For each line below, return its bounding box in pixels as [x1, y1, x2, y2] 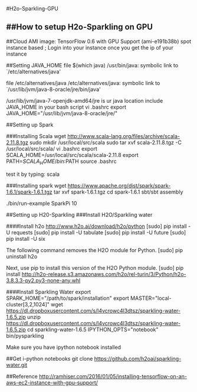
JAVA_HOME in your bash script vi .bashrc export [6, 103, 127, 110]
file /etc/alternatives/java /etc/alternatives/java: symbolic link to [6, 79, 160, 86]
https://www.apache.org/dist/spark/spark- [67, 182, 171, 189]
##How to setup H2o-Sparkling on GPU [6, 22, 153, 32]
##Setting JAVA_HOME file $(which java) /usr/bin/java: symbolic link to [6, 61, 179, 68]
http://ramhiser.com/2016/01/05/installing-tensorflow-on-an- [39, 373, 188, 380]
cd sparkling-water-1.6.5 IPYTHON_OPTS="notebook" [27, 326, 159, 333]
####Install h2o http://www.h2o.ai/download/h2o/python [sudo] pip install [6, 223, 187, 230]
